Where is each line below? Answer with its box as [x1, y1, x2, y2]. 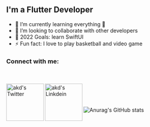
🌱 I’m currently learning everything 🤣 [14, 20, 106, 27]
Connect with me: [6, 57, 59, 65]
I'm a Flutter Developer [6, 5, 94, 15]
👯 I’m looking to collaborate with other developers [14, 27, 138, 34]
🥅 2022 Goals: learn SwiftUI [14, 33, 84, 41]
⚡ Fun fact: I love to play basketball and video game [14, 40, 143, 47]
